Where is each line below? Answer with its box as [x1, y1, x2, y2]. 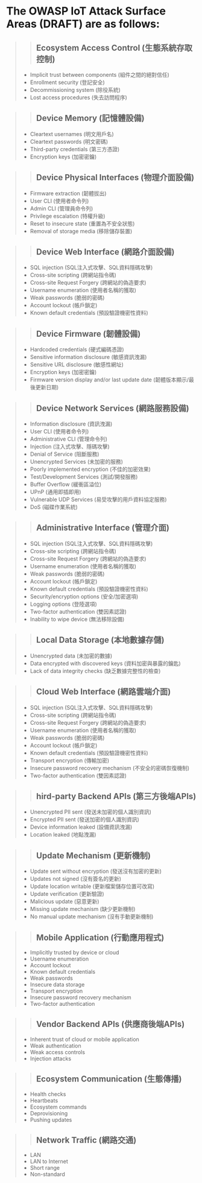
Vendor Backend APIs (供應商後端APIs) [36, 1019, 185, 1029]
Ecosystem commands [30, 1103, 87, 1110]
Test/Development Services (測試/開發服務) [30, 473, 138, 481]
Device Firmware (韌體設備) [36, 328, 141, 339]
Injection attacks [30, 1055, 71, 1062]
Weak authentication [30, 1042, 81, 1049]
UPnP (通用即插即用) [30, 488, 81, 496]
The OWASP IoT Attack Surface [6, 4, 166, 18]
